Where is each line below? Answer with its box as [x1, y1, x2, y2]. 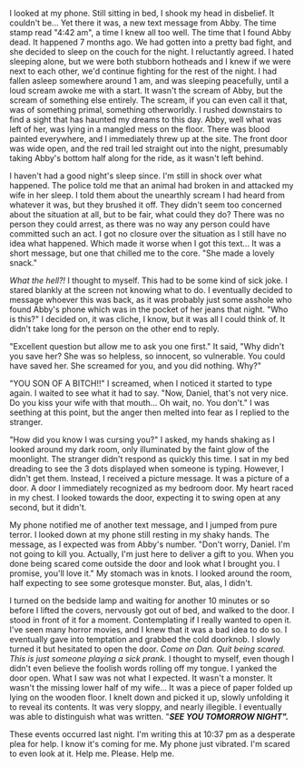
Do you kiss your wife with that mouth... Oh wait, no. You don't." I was [9, 398, 270, 408]
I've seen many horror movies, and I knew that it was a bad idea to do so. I [9, 624, 288, 635]
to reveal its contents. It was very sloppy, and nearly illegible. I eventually [9, 702, 283, 712]
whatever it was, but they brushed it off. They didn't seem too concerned [9, 199, 283, 210]
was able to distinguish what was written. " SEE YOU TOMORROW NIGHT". [9, 712, 289, 722]
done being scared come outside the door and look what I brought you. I [9, 559, 280, 569]
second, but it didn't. [9, 502, 87, 512]
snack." [9, 258, 38, 268]
